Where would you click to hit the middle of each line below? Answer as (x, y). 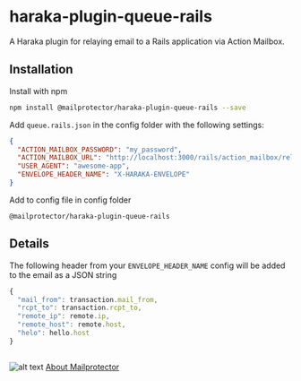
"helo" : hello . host (54, 333)
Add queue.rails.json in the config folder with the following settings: (137, 125)
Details (29, 244)
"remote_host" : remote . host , (72, 325)
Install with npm (39, 91)
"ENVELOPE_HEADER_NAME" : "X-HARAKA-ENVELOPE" (104, 175)
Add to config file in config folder (70, 200)
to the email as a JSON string (63, 274)
